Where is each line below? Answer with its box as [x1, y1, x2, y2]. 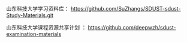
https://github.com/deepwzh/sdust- [88, 24, 176, 31]
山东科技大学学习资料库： [6, 5, 70, 12]
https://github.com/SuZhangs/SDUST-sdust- [70, 5, 181, 12]
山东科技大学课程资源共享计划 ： [6, 24, 87, 31]
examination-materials [6, 31, 62, 37]
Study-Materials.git [6, 12, 54, 19]
